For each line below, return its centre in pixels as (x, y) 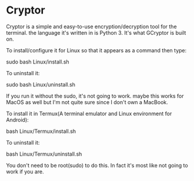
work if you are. (25, 172)
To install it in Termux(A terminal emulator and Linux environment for (89, 113)
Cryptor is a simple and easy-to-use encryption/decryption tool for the (92, 26)
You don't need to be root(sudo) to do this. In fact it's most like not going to (97, 165)
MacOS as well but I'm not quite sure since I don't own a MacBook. (87, 102)
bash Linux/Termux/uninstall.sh (44, 154)
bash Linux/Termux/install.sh (41, 131)
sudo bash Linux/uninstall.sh (41, 84)
